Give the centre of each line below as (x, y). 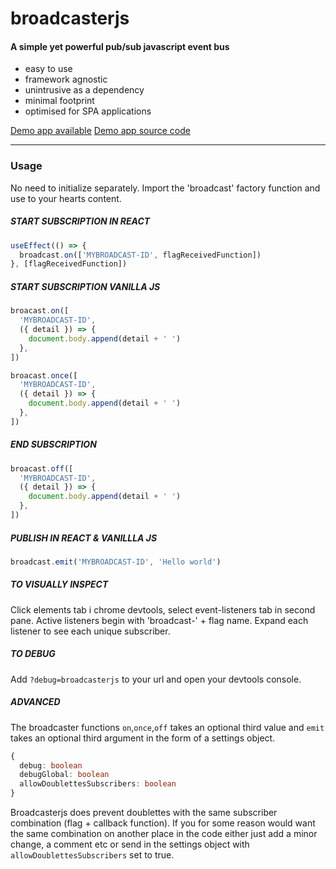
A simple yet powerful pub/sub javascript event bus (120, 46)
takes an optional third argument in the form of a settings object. (143, 738)
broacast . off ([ (42, 468)
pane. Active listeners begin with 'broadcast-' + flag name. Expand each (159, 620)
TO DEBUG (33, 654)
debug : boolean (51, 765)
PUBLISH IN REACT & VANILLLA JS (84, 538)
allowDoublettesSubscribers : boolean (98, 784)
